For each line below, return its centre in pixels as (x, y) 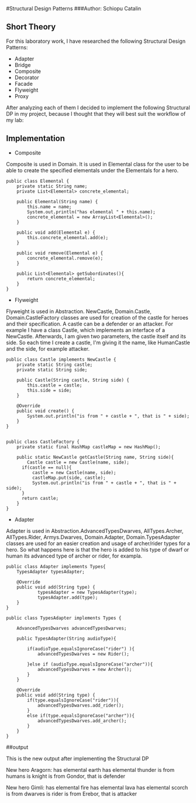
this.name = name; (49, 207)
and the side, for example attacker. (48, 348)
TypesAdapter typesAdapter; (51, 572)
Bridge (23, 65)
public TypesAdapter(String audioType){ (66, 639)
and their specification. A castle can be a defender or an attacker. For (90, 324)
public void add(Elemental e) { (56, 232)
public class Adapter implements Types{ (56, 566)
